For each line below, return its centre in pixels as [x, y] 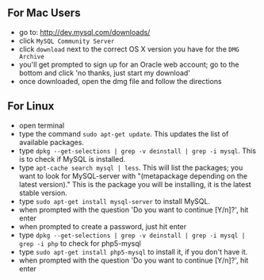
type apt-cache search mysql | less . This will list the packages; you [131, 167]
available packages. [52, 142]
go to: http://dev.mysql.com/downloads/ [84, 32]
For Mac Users [44, 13]
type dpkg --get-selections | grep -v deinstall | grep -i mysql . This [138, 151]
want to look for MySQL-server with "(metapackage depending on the [133, 176]
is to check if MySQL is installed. [72, 159]
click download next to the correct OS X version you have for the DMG [129, 49]
